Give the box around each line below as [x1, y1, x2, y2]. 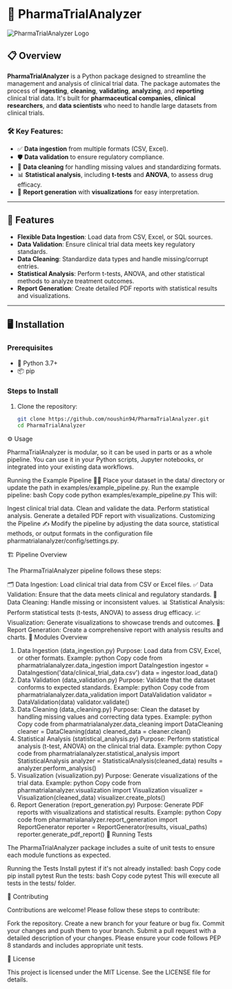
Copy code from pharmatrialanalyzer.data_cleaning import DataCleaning [17, 719, 223, 728]
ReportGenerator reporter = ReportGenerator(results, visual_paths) [17, 822, 208, 831]
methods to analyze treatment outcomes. [17, 277, 135, 285]
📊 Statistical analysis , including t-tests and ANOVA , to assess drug [17, 171, 213, 179]
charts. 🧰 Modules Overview [7, 633, 88, 641]
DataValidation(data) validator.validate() [17, 698, 130, 706]
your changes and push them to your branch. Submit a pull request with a [7, 926, 216, 934]
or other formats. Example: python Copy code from [17, 654, 163, 662]
